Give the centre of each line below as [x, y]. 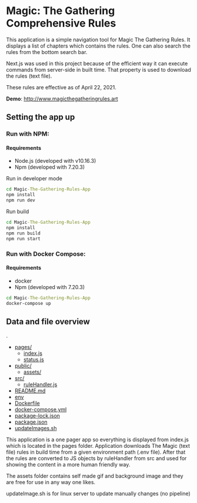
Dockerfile [27, 403]
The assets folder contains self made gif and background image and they [95, 476]
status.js [34, 360]
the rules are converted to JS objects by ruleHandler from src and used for [96, 458]
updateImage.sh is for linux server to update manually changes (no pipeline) [98, 494]
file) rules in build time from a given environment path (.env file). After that [96, 452]
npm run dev [21, 200]
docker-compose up [29, 303]
